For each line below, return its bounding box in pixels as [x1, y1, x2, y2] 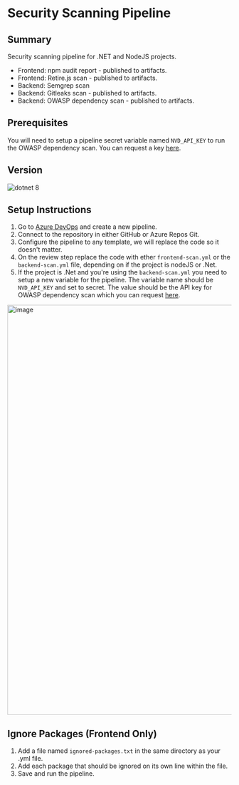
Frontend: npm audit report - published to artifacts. [17, 66, 167, 74]
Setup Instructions [7, 204, 92, 216]
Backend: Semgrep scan [17, 81, 90, 90]
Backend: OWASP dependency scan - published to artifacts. [17, 96, 194, 105]
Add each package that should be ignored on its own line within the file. [17, 761, 228, 771]
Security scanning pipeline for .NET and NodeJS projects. [7, 52, 176, 61]
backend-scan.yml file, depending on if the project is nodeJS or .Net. [17, 260, 218, 269]
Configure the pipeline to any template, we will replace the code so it [17, 237, 219, 247]
